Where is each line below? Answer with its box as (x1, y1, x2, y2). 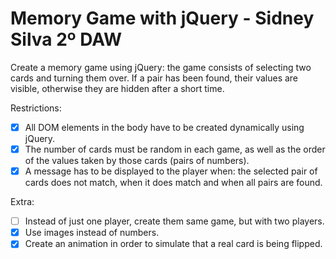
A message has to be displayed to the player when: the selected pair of (24, 165, 318, 177)
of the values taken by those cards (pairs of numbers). (24, 155, 250, 167)
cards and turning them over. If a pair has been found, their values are (10, 72, 299, 84)
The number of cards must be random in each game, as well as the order (24, 143, 326, 155)
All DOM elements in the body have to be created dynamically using (24, 121, 305, 133)
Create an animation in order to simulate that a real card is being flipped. (24, 238, 323, 250)
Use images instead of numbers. (24, 227, 160, 239)
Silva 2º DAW (10, 28, 123, 51)
